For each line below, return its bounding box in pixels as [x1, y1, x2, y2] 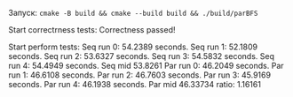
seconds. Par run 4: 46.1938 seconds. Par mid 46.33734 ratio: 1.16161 [8, 79, 261, 89]
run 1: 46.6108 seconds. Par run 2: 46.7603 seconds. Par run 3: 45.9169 [8, 70, 272, 80]
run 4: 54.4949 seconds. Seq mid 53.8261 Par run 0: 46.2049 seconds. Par [8, 61, 285, 71]
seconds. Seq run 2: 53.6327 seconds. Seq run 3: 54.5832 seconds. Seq [8, 51, 274, 61]
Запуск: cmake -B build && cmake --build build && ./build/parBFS [8, 8, 258, 18]
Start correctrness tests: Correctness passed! [8, 25, 176, 34]
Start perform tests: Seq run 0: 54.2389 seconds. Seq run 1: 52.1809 [8, 41, 258, 52]
